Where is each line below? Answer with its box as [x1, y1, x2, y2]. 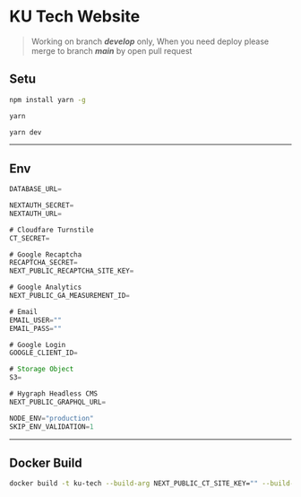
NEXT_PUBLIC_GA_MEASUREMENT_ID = [9, 292, 130, 301]
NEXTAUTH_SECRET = [9, 201, 74, 210]
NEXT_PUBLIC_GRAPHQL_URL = [9, 397, 106, 406]
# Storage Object [9, 365, 74, 374]
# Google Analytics [9, 283, 82, 292]
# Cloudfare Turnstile [9, 225, 94, 234]
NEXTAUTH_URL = [9, 209, 63, 218]
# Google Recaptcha [9, 249, 82, 259]
